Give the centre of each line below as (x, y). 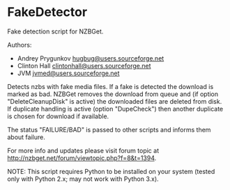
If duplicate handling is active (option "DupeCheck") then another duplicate (115, 109)
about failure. (26, 137)
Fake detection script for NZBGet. (55, 31)
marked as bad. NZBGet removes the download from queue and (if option (113, 94)
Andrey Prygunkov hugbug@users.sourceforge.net (91, 58)
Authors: (20, 45)
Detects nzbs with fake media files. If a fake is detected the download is (110, 86)
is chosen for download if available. (58, 116)
